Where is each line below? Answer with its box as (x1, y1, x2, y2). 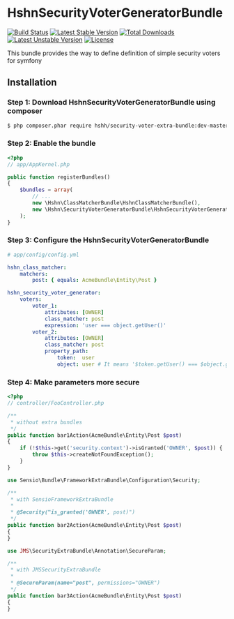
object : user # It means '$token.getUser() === (56, 361, 198, 368)
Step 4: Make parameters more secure (7, 377, 140, 387)
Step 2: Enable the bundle (7, 138, 96, 148)
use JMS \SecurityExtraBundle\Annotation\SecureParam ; (7, 547, 167, 554)
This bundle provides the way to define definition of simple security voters (7, 49, 221, 57)
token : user (56, 355, 95, 361)
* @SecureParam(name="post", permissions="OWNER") (10, 579, 160, 587)
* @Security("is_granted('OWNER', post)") (10, 509, 136, 516)
